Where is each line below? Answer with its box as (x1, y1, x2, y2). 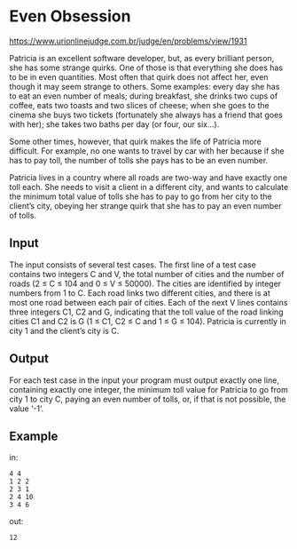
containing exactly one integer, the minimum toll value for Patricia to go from (9, 384, 288, 394)
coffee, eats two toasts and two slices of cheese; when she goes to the (9, 99, 270, 110)
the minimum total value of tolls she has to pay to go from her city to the (9, 191, 272, 202)
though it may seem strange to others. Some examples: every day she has (9, 81, 280, 91)
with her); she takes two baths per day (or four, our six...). (9, 118, 220, 130)
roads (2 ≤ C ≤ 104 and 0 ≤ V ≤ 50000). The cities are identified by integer (9, 278, 282, 289)
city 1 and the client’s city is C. (9, 325, 120, 336)
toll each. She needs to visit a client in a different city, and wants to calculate (9, 181, 289, 192)
